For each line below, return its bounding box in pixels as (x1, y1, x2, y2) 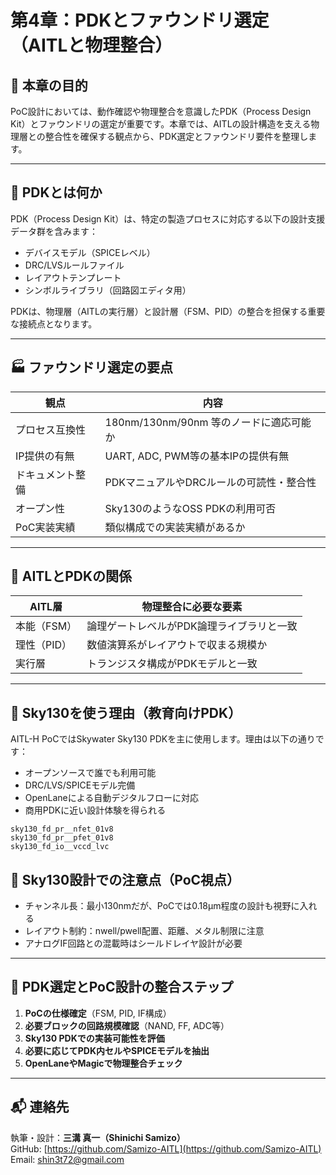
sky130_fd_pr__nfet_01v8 (10, 824, 114, 835)
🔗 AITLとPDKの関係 (10, 568, 133, 585)
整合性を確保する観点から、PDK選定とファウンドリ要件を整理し (44, 131, 309, 142)
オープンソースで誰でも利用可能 (24, 767, 157, 779)
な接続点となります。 (10, 317, 98, 330)
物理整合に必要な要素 (141, 600, 243, 614)
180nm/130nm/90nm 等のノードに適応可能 (104, 415, 312, 429)
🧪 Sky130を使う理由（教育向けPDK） (10, 704, 242, 721)
